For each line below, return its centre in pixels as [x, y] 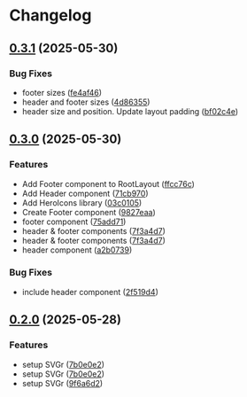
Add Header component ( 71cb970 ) [85, 193]
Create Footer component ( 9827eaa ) [89, 212]
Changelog [50, 16]
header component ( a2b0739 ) [77, 250]
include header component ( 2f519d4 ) [90, 292]
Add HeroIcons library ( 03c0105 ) [82, 202]
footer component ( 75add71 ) [74, 222]
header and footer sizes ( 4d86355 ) [86, 102]
